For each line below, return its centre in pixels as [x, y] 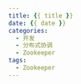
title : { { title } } [41, 16]
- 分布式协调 [34, 46]
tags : [17, 61]
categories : [28, 30]
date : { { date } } [37, 23]
